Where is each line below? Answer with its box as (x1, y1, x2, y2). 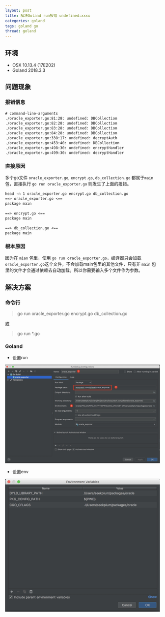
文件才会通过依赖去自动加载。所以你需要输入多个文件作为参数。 (13, 267, 143, 273)
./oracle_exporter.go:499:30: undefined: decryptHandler (5, 150, 124, 155)
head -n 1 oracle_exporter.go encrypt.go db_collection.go (5, 191, 129, 196)
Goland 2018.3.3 (12, 67, 46, 73)
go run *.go (17, 330, 40, 337)
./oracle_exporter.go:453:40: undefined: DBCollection (5, 140, 120, 145)
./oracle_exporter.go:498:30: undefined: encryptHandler (5, 145, 124, 150)
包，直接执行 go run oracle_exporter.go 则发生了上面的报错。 (5, 181, 132, 186)
